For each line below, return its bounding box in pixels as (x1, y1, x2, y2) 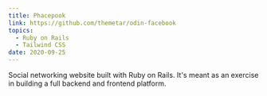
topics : (8, 26, 34, 34)
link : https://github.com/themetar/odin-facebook (8, 19, 177, 27)
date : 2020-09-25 (8, 48, 66, 56)
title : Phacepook (8, 11, 66, 20)
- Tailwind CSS (15, 41, 66, 49)
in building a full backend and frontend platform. (8, 79, 167, 88)
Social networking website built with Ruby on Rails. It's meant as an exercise (8, 71, 259, 79)
